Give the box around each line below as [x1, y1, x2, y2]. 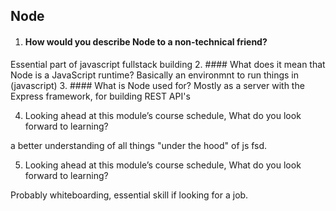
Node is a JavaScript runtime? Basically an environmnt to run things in [10, 69, 300, 81]
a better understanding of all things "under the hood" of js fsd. [10, 139, 268, 151]
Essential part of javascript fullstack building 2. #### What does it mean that [10, 58, 326, 70]
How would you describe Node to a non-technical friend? [24, 35, 268, 48]
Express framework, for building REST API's [10, 90, 191, 102]
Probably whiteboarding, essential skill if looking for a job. [10, 189, 249, 201]
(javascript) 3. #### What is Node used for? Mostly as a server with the [10, 79, 305, 91]
